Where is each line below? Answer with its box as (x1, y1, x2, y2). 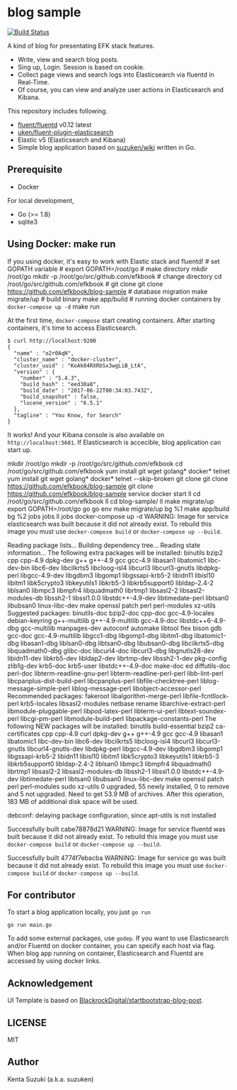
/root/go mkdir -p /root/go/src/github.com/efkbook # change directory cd (7, 272, 222, 280)
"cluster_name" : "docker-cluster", (13, 356, 122, 363)
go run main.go (7, 922, 52, 929)
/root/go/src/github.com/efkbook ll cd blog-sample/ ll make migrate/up (7, 497, 214, 505)
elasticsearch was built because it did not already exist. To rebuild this (7, 519, 212, 528)
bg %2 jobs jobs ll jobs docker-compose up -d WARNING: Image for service (7, 512, 229, 520)
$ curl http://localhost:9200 (7, 337, 97, 344)
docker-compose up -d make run (7, 302, 100, 311)
